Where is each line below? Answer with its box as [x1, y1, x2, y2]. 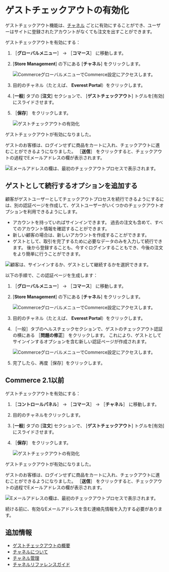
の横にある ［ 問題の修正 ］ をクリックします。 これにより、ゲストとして [12, 332, 161, 338]
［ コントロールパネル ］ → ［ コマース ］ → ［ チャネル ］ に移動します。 [12, 401, 159, 407]
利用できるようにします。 [27, 208, 80, 214]
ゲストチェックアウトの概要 [12, 543, 71, 549]
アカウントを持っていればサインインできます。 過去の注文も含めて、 [12, 219, 155, 225]
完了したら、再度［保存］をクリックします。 [12, 360, 105, 366]
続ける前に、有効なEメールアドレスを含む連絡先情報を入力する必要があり [5, 505, 158, 512]
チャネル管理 [12, 555, 39, 561]
